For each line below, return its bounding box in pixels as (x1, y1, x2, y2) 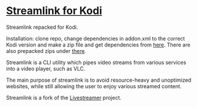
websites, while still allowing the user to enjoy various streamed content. (6, 82, 182, 89)
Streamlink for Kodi (6, 4, 102, 18)
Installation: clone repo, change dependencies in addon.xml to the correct (6, 35, 185, 42)
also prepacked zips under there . (6, 47, 86, 54)
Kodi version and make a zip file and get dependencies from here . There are (6, 41, 191, 48)
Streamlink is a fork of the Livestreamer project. (6, 94, 122, 101)
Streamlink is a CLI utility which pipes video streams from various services (6, 59, 186, 66)
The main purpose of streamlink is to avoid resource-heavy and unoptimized (6, 76, 192, 83)
